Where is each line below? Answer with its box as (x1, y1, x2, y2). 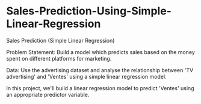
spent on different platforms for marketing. (6, 55, 112, 62)
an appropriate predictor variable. (6, 91, 90, 98)
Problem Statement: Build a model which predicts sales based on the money (6, 48, 196, 55)
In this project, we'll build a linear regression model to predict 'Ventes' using (6, 84, 194, 91)
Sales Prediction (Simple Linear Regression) (6, 37, 115, 44)
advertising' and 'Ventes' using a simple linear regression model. (6, 73, 167, 80)
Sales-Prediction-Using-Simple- (6, 4, 172, 18)
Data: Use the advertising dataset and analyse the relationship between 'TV (6, 66, 194, 73)
